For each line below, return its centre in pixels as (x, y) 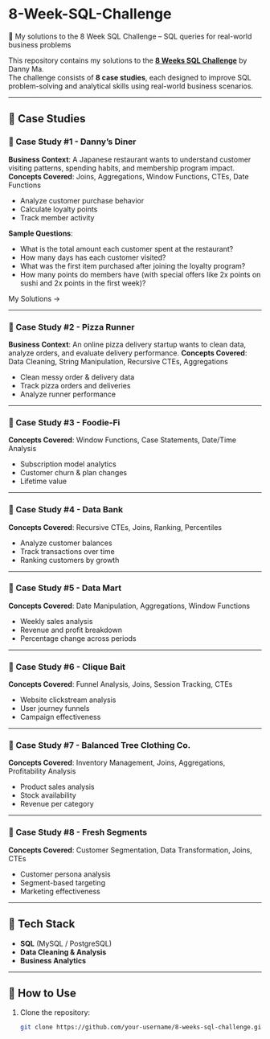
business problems (40, 44)
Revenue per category (57, 804)
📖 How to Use (42, 993)
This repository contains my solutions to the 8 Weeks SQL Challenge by (128, 60)
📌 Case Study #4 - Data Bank (65, 510)
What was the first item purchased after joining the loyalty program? (133, 265)
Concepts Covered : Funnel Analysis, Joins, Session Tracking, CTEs (121, 684)
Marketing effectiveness (60, 891)
